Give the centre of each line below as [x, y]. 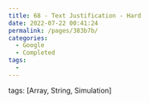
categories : [28, 38]
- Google [30, 46]
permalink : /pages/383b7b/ [53, 30]
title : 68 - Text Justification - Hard [75, 16]
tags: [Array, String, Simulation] [60, 90]
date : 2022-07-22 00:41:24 [53, 23]
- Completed [36, 53]
